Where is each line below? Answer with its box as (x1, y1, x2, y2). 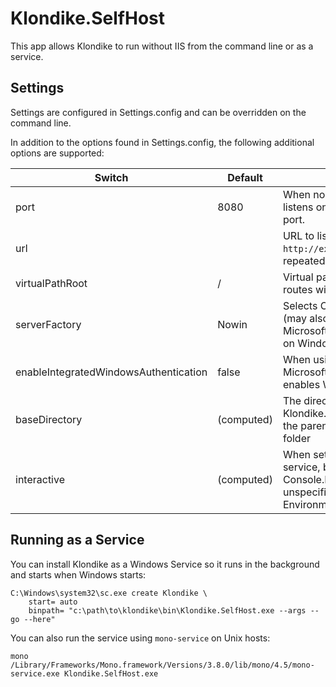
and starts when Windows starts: (10, 568, 147, 581)
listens (282, 200, 314, 214)
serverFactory (15, 317, 82, 331)
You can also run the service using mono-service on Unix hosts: (10, 632, 271, 644)
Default (227, 170, 263, 184)
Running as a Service (10, 532, 145, 549)
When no (282, 187, 326, 201)
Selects (282, 298, 318, 312)
